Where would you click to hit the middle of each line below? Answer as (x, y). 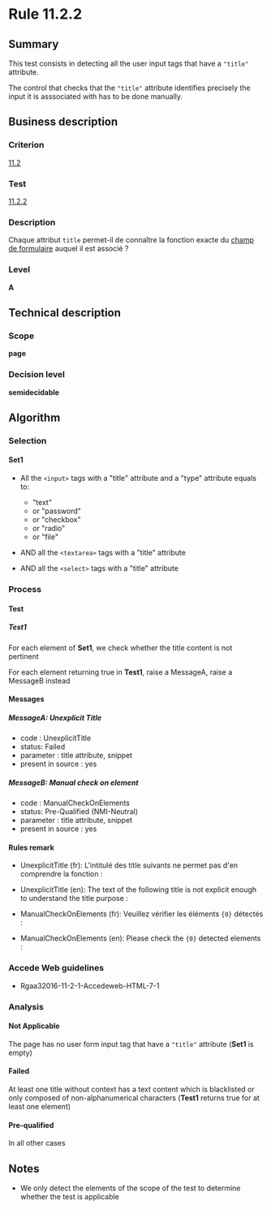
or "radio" (49, 529)
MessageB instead (39, 680)
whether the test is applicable (70, 1196)
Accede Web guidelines (56, 968)
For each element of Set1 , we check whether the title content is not (120, 647)
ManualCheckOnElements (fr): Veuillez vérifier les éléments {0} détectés (142, 914)
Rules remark (31, 847)
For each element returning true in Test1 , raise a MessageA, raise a (120, 672)
